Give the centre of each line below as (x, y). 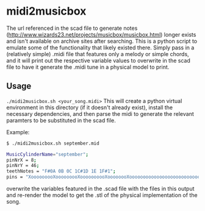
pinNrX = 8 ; (21, 160)
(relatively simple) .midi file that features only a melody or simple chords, (98, 54)
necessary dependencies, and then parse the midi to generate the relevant (100, 113)
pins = (15, 177)
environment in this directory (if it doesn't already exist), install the (90, 107)
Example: (18, 132)
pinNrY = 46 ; (23, 166)
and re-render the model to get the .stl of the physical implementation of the (102, 195)
